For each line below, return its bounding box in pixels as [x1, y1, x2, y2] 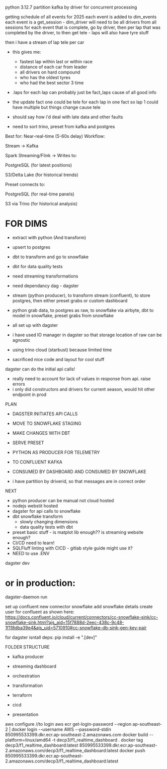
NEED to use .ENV [12, 550, 50, 556]
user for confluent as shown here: [5, 609, 75, 615]
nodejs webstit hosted [12, 502, 58, 509]
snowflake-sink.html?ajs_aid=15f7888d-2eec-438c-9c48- [5, 619, 124, 625]
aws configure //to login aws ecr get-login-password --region [5, 721, 132, 727]
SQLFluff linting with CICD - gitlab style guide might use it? [12, 545, 133, 551]
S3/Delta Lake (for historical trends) [5, 172, 79, 178]
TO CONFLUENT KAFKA [12, 459, 63, 465]
